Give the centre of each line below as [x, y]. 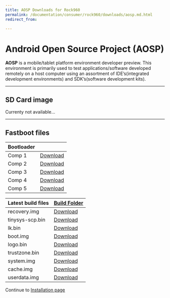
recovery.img [24, 211]
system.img [22, 260]
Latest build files [28, 203]
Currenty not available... [30, 112]
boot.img [18, 236]
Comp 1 [17, 155]
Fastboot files [27, 133]
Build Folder [69, 203]
